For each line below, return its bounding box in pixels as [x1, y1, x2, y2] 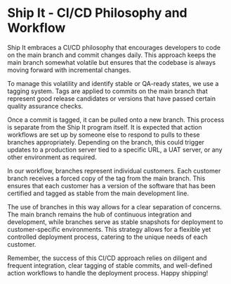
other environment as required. [7, 153, 97, 161]
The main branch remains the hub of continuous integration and [7, 210, 192, 218]
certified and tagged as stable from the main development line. [7, 189, 190, 197]
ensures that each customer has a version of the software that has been [7, 181, 216, 190]
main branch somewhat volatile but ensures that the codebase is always [7, 58, 216, 66]
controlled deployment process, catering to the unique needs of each [7, 233, 209, 241]
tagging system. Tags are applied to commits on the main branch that [7, 87, 209, 95]
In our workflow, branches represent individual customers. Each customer [7, 166, 221, 175]
